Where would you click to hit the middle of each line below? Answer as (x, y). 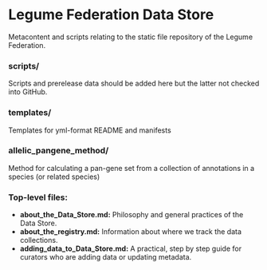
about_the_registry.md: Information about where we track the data (130, 232)
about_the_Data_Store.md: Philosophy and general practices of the (132, 215)
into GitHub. (28, 92)
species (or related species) (54, 177)
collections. (39, 240)
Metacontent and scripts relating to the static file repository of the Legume (131, 37)
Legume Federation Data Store (111, 15)
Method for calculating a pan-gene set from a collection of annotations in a (132, 168)
